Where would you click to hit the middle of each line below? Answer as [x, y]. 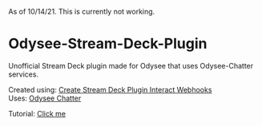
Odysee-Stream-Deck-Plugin [108, 44]
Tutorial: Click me [37, 113]
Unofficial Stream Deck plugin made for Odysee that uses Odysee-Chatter [131, 65]
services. [23, 74]
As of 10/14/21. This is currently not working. [82, 12]
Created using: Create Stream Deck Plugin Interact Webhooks [110, 89]
